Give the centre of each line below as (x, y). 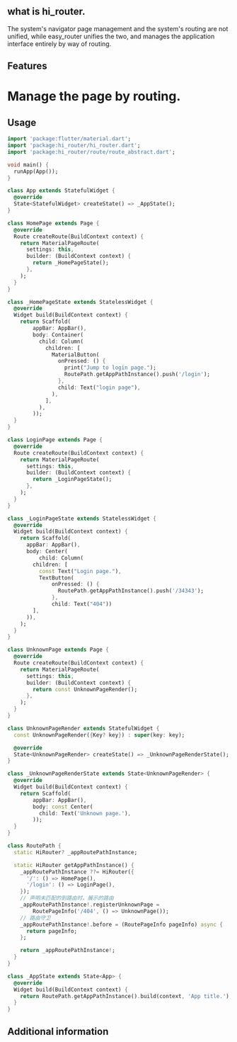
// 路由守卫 (35, 918)
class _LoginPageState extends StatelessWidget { (82, 519)
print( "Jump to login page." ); (110, 368)
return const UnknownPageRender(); (85, 689)
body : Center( (47, 552)
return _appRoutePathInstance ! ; (68, 951)
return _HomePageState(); (71, 263)
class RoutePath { (34, 846)
